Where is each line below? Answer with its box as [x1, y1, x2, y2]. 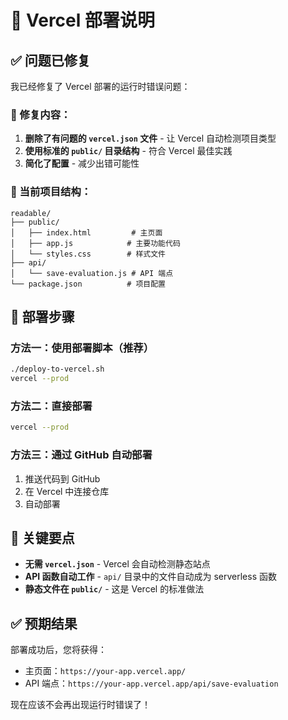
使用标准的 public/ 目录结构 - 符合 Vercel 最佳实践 [24, 145, 233, 157]
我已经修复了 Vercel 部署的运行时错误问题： [10, 81, 191, 92]
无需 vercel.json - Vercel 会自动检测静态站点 [24, 558, 211, 570]
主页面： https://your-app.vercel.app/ [24, 665, 187, 677]
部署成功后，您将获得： [10, 644, 107, 656]
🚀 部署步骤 [10, 308, 75, 325]
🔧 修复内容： [10, 107, 72, 121]
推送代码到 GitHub [24, 472, 101, 485]
